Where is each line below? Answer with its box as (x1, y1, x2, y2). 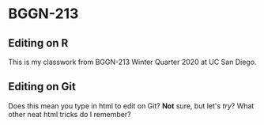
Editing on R (8, 36, 69, 50)
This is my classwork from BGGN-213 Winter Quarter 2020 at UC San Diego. (8, 57, 257, 66)
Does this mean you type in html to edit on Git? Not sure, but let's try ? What (8, 100, 255, 111)
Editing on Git (8, 80, 77, 93)
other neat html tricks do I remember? (8, 109, 132, 119)
